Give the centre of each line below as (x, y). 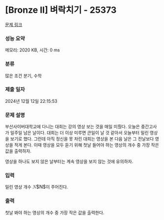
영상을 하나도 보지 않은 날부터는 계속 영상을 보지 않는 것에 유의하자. (69, 162)
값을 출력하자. (18, 151)
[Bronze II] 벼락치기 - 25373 (61, 10)
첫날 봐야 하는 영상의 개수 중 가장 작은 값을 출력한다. (55, 212)
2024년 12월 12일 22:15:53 (31, 101)
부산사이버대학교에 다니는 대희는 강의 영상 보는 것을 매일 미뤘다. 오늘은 (72, 127)
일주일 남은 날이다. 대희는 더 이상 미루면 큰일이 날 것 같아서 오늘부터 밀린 (79, 133)
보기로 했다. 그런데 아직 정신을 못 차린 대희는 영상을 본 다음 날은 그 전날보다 (82, 139)
